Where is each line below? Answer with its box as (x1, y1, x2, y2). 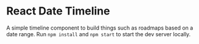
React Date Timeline (6, 4, 111, 18)
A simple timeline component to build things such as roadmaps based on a (6, 24, 194, 31)
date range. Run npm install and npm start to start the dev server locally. (6, 30, 191, 37)
